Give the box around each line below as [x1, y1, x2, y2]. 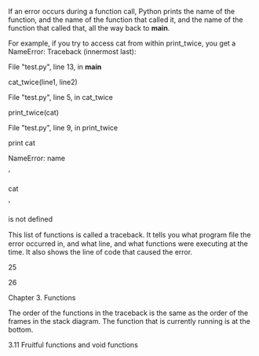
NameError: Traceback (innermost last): [8, 47, 137, 56]
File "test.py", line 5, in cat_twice [8, 93, 114, 101]
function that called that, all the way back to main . [8, 24, 170, 32]
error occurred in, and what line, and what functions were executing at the [8, 239, 249, 248]
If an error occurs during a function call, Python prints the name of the [8, 7, 235, 16]
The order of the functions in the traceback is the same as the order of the [8, 308, 249, 317]
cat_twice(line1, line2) [8, 78, 78, 86]
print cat [8, 138, 35, 148]
